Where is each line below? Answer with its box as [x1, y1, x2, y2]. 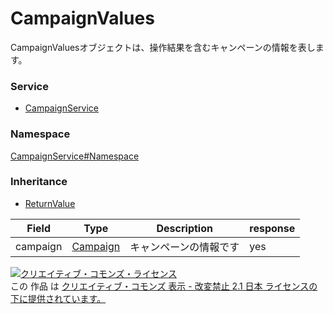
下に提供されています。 [10, 292, 107, 304]
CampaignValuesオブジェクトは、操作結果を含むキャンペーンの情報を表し [10, 41, 316, 53]
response [249, 221, 296, 235]
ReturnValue [24, 197, 76, 209]
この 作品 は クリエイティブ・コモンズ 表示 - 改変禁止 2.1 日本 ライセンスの [10, 280, 318, 292]
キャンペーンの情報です [129, 240, 240, 254]
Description [156, 221, 213, 235]
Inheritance [10, 175, 68, 189]
